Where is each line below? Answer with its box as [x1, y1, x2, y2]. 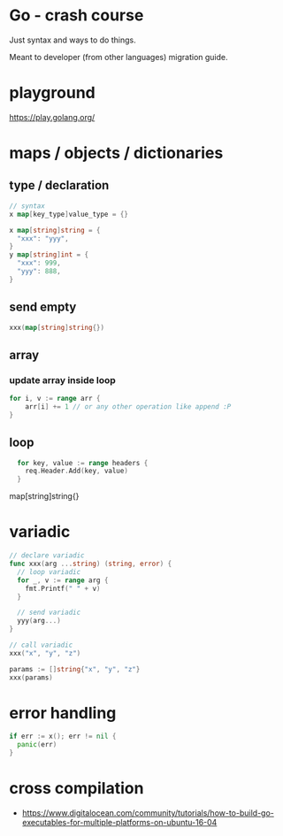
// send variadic [17, 608, 81, 617]
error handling [9, 702, 117, 723]
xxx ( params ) [9, 673, 53, 682]
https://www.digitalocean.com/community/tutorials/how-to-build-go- [21, 808, 274, 818]
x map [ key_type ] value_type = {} [9, 210, 128, 219]
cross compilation [9, 778, 144, 799]
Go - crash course [9, 5, 144, 26]
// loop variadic [17, 567, 81, 576]
